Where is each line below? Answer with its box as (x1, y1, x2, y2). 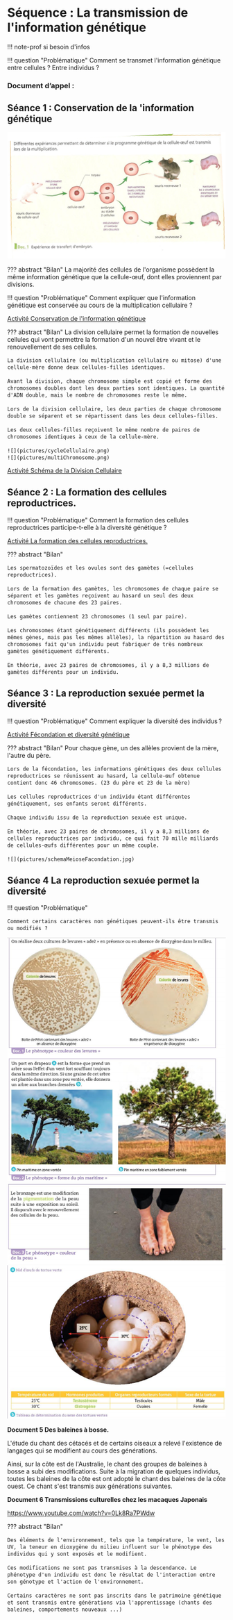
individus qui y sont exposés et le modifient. (7, 1551, 148, 1557)
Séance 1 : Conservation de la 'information (7, 102, 194, 114)
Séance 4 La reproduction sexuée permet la (7, 875, 200, 886)
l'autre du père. (7, 751, 51, 759)
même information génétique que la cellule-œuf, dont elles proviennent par (7, 273, 222, 281)
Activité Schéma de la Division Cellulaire (7, 467, 123, 475)
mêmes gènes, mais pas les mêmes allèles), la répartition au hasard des (7, 634, 225, 640)
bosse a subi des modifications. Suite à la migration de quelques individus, (7, 1467, 221, 1476)
